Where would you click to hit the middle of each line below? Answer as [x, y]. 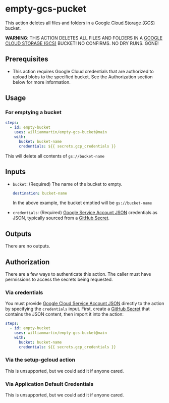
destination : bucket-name [40, 193]
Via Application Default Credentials [49, 384]
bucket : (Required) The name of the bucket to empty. [67, 184]
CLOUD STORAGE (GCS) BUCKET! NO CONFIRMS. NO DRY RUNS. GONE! [82, 43]
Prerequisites [27, 59]
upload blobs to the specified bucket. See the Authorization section [82, 77]
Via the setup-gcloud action [40, 360]
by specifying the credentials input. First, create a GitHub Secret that [77, 309]
